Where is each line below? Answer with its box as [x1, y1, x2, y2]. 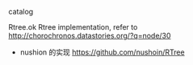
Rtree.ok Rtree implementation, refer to [8, 22, 138, 31]
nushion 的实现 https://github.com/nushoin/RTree [19, 47, 185, 57]
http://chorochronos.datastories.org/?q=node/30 [8, 31, 171, 40]
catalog [8, 7, 34, 16]
